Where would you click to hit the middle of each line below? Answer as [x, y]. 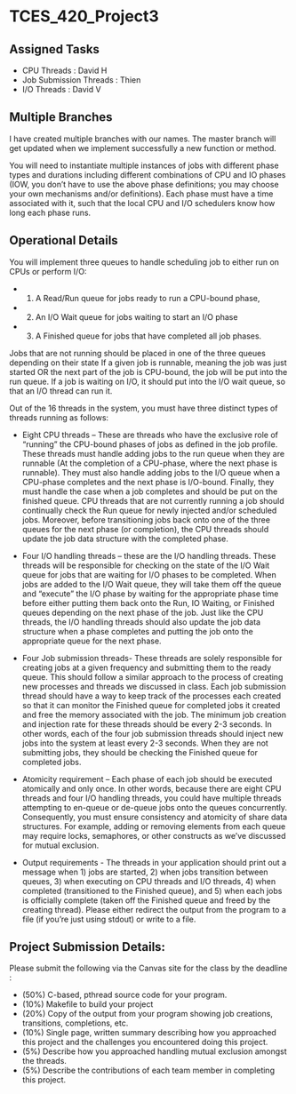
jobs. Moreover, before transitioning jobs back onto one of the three [146, 519]
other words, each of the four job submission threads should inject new [153, 733]
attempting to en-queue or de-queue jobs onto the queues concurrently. [154, 807]
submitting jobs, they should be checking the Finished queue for [140, 752]
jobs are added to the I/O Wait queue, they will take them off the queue [152, 584]
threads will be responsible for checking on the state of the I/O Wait [146, 565]
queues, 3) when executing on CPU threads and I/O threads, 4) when [149, 881]
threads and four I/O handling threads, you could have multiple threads [152, 798]
